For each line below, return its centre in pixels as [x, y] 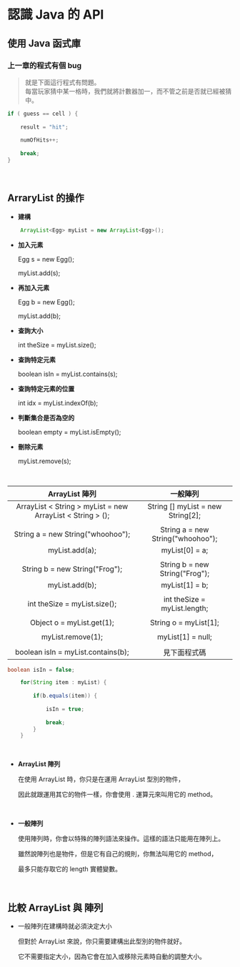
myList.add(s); [39, 273]
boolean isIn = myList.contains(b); [72, 652]
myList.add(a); [72, 550]
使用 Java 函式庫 [44, 43]
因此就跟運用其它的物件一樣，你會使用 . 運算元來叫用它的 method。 [117, 795]
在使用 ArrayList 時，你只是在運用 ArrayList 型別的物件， [101, 779]
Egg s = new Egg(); [46, 259]
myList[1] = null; [184, 637]
